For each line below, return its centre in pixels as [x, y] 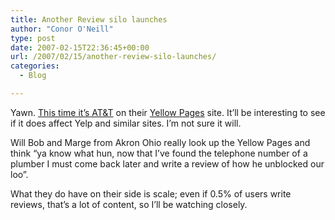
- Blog [33, 76]
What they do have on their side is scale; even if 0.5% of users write [151, 193]
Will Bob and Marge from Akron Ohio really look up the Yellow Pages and [160, 142]
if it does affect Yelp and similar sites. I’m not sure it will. [126, 123]
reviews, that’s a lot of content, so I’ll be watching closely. [129, 204]
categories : [35, 66]
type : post [33, 38]
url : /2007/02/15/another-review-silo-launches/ [113, 57]
